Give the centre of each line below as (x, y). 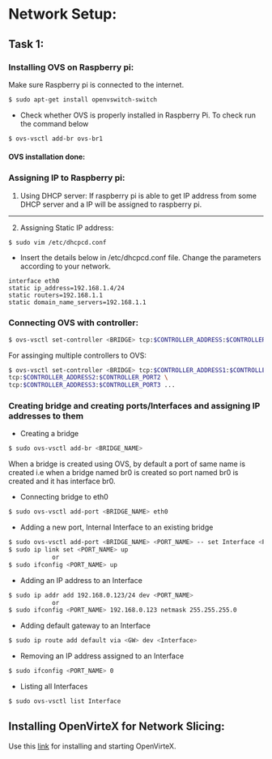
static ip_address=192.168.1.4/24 (67, 289)
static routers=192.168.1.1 (56, 296)
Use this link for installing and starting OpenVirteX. (92, 746)
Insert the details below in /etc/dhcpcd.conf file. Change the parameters (140, 258)
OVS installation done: (47, 157)
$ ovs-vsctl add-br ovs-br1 (56, 139)
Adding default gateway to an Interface (85, 626)
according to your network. (66, 266)
